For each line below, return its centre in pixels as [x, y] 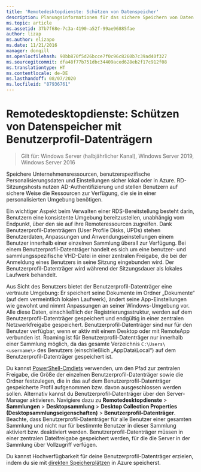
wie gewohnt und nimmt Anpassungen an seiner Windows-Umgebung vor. [98, 305]
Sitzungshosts [24, 187]
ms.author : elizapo [31, 40]
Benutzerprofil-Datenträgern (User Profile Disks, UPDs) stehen [83, 230]
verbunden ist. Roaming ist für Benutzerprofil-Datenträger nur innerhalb [95, 337]
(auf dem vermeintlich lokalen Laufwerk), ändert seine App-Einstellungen [97, 299]
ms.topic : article [29, 23]
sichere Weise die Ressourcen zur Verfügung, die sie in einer [81, 193]
